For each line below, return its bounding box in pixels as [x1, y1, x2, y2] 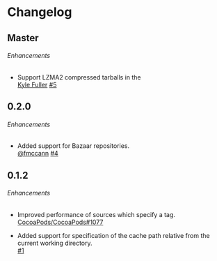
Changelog [7, 4, 72, 20]
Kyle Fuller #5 [17, 80, 57, 89]
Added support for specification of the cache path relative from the [17, 231, 210, 239]
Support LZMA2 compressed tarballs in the [17, 73, 141, 81]
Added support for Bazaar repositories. [17, 142, 130, 150]
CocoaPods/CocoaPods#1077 [17, 218, 104, 226]
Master [7, 32, 40, 44]
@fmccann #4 [17, 149, 59, 158]
